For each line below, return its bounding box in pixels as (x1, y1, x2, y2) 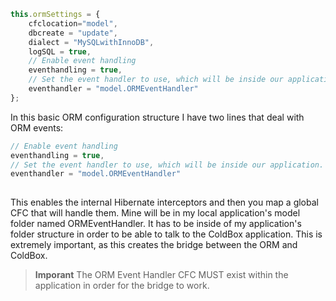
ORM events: (10, 121, 64, 134)
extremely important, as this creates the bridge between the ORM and (10, 239, 298, 251)
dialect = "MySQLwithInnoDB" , (28, 37, 155, 47)
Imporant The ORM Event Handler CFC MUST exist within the (34, 269, 289, 281)
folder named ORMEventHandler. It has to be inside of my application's (10, 218, 302, 230)
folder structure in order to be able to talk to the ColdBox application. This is (10, 228, 323, 240)
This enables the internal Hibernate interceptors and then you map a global (10, 196, 319, 209)
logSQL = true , (28, 46, 92, 57)
